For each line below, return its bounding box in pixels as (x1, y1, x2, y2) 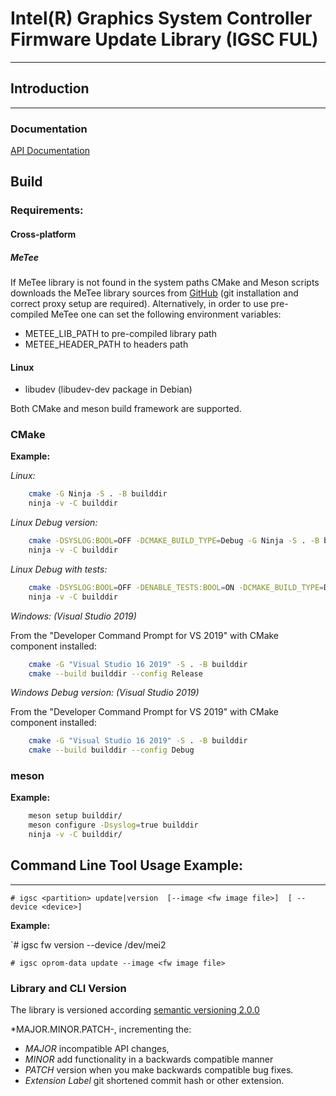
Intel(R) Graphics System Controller (10, 7, 313, 30)
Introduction (10, 80, 90, 97)
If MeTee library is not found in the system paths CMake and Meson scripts (10, 276, 320, 288)
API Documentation (10, 145, 90, 157)
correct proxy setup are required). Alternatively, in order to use (10, 297, 269, 309)
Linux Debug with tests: (10, 563, 108, 575)
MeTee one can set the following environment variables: (50, 308, 282, 320)
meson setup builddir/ (28, 811, 123, 821)
